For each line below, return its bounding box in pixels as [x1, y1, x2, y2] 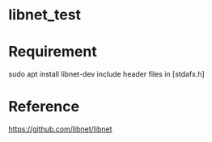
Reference [8, 98, 79, 116]
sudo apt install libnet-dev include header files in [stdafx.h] [8, 69, 205, 79]
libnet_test [8, 6, 82, 24]
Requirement [8, 43, 97, 61]
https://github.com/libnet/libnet [8, 124, 112, 134]
